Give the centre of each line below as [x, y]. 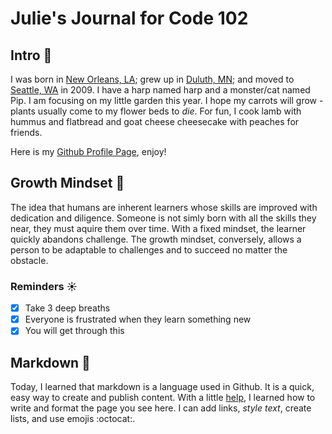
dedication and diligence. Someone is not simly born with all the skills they [163, 218]
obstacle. [29, 260]
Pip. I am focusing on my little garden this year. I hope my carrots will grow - [167, 100]
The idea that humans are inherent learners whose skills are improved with [164, 207]
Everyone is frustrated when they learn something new [138, 319]
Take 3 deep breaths [67, 308]
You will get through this [74, 331]
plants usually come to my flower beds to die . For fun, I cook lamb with [156, 111]
